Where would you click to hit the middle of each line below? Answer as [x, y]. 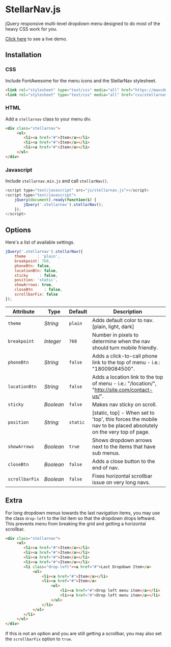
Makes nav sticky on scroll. [124, 404]
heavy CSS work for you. [31, 29]
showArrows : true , [34, 285]
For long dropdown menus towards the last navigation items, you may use [83, 513]
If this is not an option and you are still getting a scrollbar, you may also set [83, 634]
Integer [53, 341]
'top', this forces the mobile [125, 419]
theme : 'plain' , [37, 256]
